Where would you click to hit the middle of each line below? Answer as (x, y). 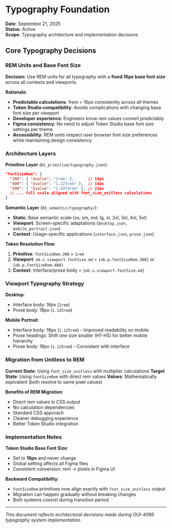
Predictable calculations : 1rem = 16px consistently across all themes (85, 102)
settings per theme (33, 129)
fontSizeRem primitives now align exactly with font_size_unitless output (89, 489)
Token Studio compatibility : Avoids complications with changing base (87, 107)
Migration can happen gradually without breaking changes (74, 495)
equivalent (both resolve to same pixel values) (54, 382)
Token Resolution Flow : (31, 244)
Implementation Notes (34, 437)
